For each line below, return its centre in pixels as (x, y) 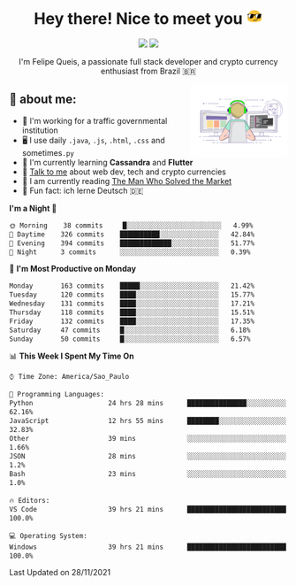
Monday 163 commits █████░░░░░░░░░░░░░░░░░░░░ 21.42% (132, 286)
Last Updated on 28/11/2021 (60, 572)
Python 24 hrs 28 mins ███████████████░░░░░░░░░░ (148, 403)
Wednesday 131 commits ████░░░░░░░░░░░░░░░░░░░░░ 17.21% (132, 304)
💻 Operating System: (49, 536)
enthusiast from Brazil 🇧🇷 (148, 71)
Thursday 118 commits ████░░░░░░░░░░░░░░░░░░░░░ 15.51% (132, 312)
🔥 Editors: (30, 500)
